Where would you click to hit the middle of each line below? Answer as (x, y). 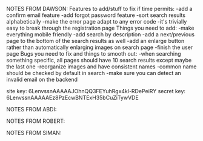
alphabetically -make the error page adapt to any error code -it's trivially (97, 21)
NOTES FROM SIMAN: (34, 133)
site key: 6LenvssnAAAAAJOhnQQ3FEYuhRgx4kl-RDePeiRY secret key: (96, 91)
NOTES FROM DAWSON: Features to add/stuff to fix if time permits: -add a (99, 9)
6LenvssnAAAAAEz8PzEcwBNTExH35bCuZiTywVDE (73, 97)
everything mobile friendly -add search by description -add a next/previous (101, 34)
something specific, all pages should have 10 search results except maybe (99, 60)
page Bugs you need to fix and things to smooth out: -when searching (94, 54)
